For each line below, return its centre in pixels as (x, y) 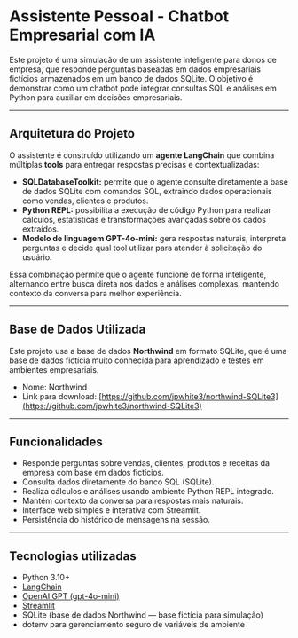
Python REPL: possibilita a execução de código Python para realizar (147, 209)
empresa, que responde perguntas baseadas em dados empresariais (135, 69)
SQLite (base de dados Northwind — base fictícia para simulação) (143, 615)
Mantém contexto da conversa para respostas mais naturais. (133, 501)
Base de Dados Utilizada (78, 330)
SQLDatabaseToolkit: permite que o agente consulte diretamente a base (155, 181)
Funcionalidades (56, 441)
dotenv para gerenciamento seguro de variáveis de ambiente (133, 625)
